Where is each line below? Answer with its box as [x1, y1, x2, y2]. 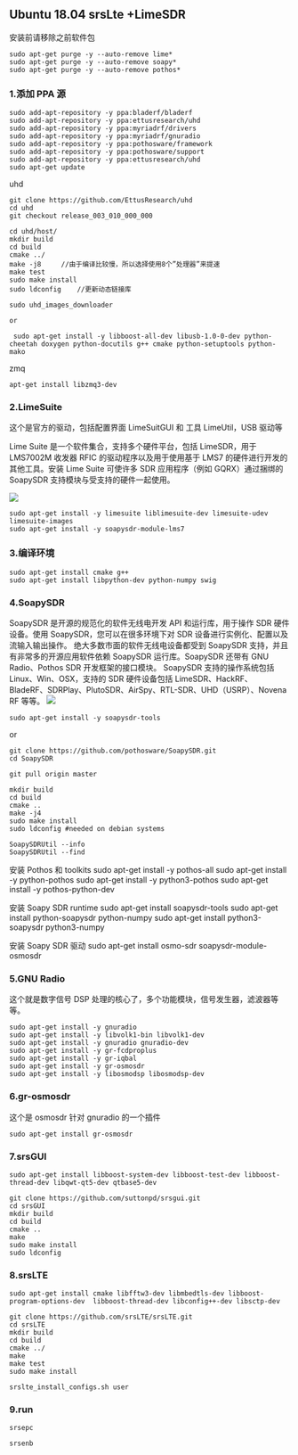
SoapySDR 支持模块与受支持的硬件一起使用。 [9, 474, 175, 485]
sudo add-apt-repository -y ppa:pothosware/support [9, 147, 205, 157]
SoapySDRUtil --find [9, 848, 86, 857]
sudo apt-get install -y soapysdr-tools [9, 713, 162, 722]
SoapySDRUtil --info [9, 840, 86, 849]
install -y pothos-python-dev [9, 884, 116, 894]
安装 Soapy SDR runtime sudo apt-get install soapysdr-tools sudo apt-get [9, 902, 278, 913]
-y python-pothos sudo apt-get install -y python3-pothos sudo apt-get [9, 875, 269, 885]
